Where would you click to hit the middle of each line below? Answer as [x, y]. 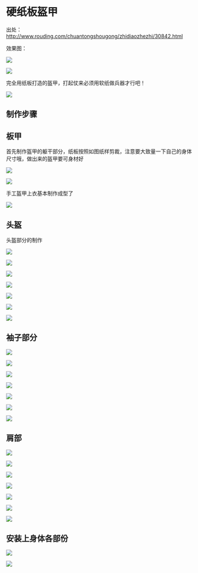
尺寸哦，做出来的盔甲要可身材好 [45, 159]
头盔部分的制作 [24, 240]
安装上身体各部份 [37, 539]
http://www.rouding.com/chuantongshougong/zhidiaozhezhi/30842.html [95, 36]
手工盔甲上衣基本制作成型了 [40, 193]
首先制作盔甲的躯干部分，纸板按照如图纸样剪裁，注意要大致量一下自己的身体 [99, 151]
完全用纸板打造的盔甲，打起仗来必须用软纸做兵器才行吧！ [76, 82]
